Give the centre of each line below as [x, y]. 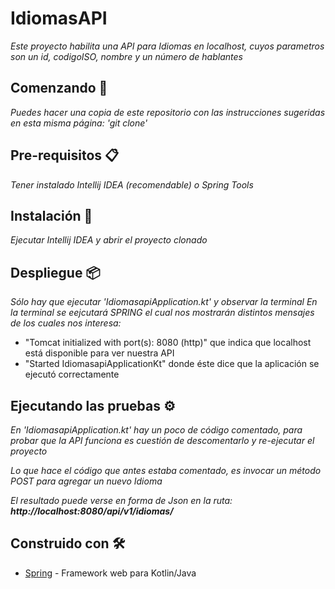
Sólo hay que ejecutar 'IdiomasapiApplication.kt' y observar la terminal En [164, 302]
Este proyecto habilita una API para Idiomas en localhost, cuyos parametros [167, 46]
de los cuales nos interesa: [66, 323]
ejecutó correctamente [72, 374]
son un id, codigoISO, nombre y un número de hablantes [126, 56]
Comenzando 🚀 [59, 88]
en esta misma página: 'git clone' [79, 123]
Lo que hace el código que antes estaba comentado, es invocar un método [166, 470]
